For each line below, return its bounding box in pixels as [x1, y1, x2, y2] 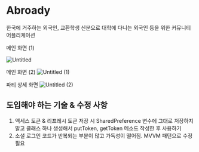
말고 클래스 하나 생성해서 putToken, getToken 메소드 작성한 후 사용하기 [14, 125, 182, 132]
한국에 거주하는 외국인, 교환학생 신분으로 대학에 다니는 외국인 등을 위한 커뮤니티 [6, 24, 191, 31]
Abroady [6, 4, 51, 17]
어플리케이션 [6, 31, 36, 39]
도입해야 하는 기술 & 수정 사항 [6, 100, 108, 110]
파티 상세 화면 [6, 81, 39, 88]
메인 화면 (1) [6, 44, 35, 51]
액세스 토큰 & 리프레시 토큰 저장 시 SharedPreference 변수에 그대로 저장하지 [14, 117, 194, 124]
